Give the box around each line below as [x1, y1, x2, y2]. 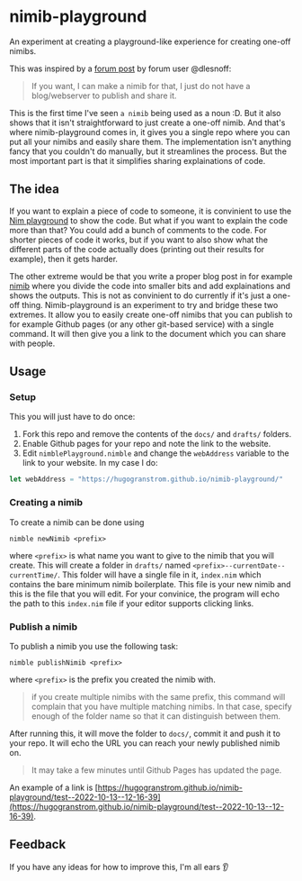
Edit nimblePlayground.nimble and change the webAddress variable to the [22, 448, 289, 459]
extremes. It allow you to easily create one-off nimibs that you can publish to [9, 309, 293, 320]
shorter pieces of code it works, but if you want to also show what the [9, 234, 268, 245]
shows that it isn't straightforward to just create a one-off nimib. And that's [9, 117, 286, 128]
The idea [9, 182, 60, 197]
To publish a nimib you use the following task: [9, 640, 178, 651]
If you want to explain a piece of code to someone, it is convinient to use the [9, 205, 292, 216]
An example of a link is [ [9, 782, 99, 793]
